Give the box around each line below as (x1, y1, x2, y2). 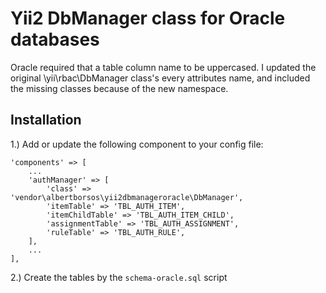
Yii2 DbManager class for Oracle (10, 7, 286, 30)
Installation (10, 112, 82, 129)
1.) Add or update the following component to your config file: (10, 138, 264, 150)
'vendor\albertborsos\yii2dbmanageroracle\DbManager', (10, 192, 244, 202)
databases (10, 28, 100, 51)
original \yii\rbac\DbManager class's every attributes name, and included (10, 72, 311, 84)
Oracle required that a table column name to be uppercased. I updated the (10, 61, 317, 73)
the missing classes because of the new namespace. (10, 82, 229, 94)
